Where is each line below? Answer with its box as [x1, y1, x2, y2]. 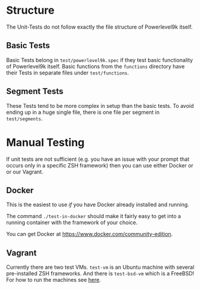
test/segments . [6, 114, 43, 122]
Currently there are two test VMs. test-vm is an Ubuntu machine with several [6, 263, 195, 271]
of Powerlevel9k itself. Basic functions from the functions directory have [6, 63, 185, 70]
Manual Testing [6, 135, 85, 149]
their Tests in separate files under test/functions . [6, 69, 130, 76]
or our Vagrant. [6, 168, 44, 175]
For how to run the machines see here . [6, 276, 101, 284]
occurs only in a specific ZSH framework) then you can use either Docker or [6, 161, 194, 169]
